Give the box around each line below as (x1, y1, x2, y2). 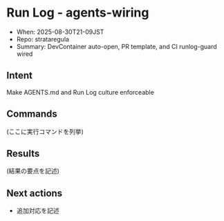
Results (6, 147, 40, 160)
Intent (6, 70, 32, 81)
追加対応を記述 (16, 206, 59, 215)
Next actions (6, 187, 63, 199)
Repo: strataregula (16, 35, 70, 43)
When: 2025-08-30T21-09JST (16, 28, 104, 36)
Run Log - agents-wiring (6, 5, 149, 21)
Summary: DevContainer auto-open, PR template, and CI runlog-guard (16, 42, 217, 50)
